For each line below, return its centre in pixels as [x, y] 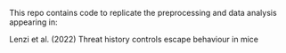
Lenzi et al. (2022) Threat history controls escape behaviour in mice [134, 39]
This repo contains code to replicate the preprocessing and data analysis [143, 13]
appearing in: [33, 22]
